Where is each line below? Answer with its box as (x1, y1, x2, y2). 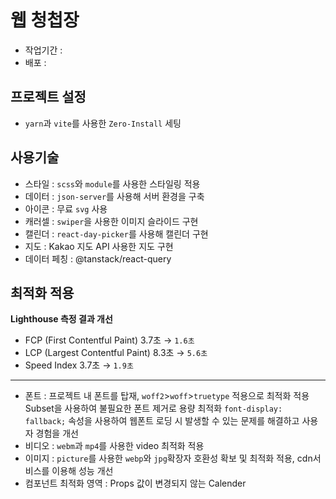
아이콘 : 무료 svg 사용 (24, 202, 108, 215)
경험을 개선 (35, 427, 79, 440)
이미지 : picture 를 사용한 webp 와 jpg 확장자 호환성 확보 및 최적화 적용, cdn (24, 452, 313, 465)
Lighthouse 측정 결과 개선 (10, 313, 113, 325)
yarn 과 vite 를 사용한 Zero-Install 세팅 (24, 117, 182, 129)
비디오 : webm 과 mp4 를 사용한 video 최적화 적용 (24, 440, 205, 452)
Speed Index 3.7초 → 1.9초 (24, 359, 134, 371)
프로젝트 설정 (10, 89, 87, 106)
